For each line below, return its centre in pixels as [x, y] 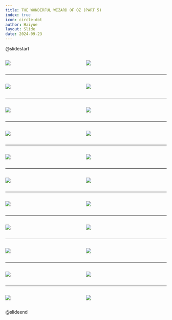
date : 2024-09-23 [24, 34]
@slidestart [17, 49]
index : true [18, 15]
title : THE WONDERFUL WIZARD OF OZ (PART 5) [53, 10]
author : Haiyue [21, 24]
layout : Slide [20, 29]
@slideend [17, 312]
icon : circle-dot [24, 20]
